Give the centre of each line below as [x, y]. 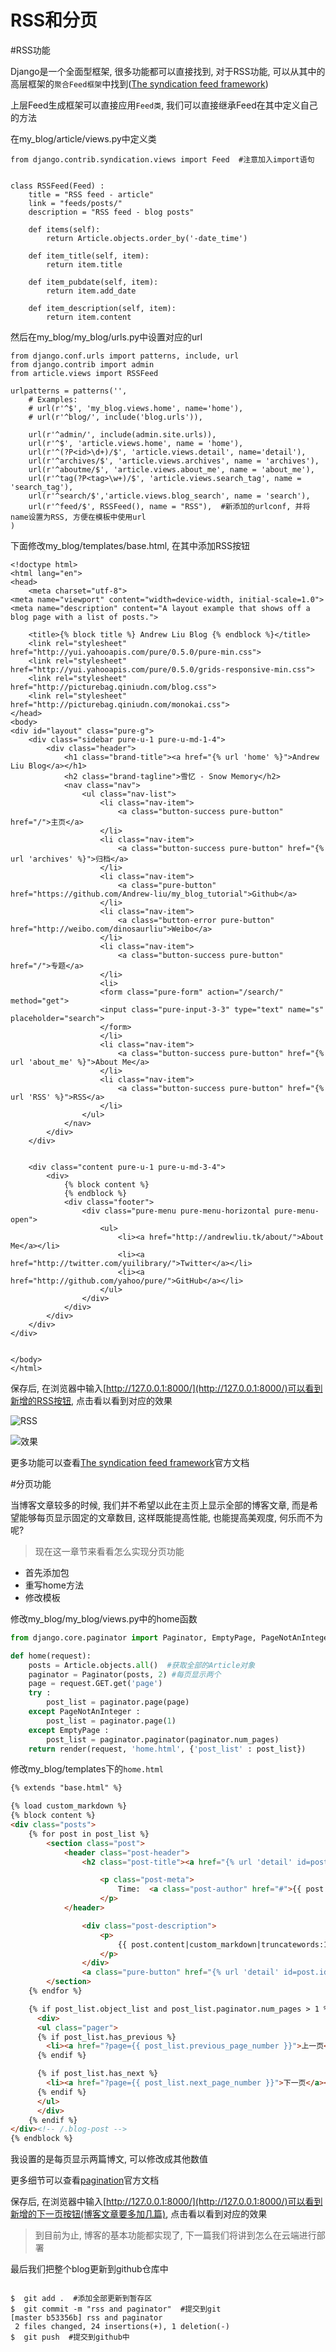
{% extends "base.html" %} [66, 1788]
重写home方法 [54, 1585]
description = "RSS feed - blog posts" [111, 212]
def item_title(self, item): [89, 256]
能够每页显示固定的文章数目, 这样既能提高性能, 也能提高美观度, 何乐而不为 [170, 1517]
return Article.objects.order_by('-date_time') [147, 238]
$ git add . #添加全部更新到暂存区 [81, 2299]
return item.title [84, 264]
